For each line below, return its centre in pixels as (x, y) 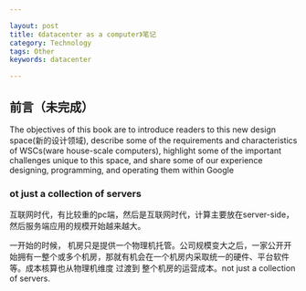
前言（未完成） (52, 107)
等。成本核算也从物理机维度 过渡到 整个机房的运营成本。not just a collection (153, 268)
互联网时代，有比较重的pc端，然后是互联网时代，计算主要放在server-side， (152, 214)
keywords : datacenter (51, 60)
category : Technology (51, 43)
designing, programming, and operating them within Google (122, 170)
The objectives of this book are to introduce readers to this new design (143, 130)
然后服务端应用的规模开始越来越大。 (78, 226)
